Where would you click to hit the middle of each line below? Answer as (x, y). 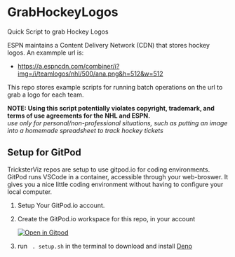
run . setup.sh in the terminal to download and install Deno (105, 246)
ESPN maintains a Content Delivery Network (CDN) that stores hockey (109, 45)
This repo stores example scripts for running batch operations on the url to (115, 87)
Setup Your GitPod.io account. (61, 205)
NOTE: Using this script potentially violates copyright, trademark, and (111, 108)
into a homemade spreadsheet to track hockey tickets (85, 130)
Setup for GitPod (45, 152)
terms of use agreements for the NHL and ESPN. (79, 116)
